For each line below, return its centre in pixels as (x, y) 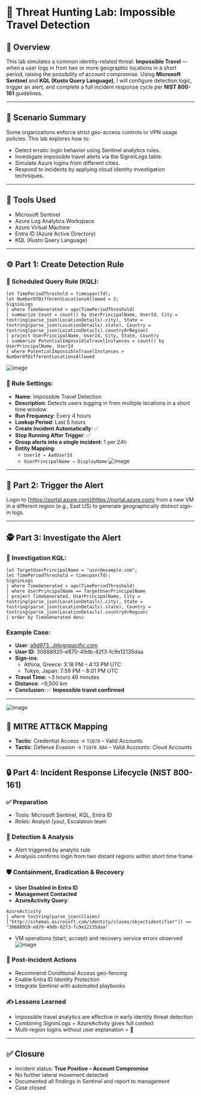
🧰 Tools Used (31, 200)
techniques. (29, 176)
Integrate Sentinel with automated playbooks (70, 986)
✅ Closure (25, 1054)
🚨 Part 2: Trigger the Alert (55, 485)
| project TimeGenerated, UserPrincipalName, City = (73, 597)
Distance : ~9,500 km (41, 684)
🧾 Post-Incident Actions (41, 960)
